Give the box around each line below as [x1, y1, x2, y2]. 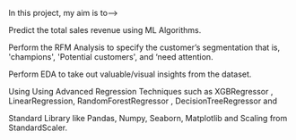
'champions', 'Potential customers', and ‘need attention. [8, 52, 213, 62]
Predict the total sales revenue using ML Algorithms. [8, 25, 202, 35]
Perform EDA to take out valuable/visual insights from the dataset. [8, 69, 252, 79]
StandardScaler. [8, 122, 68, 133]
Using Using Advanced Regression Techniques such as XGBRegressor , [8, 86, 274, 96]
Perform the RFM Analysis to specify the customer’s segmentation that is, [8, 42, 280, 53]
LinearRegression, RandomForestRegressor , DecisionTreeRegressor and [8, 95, 278, 106]
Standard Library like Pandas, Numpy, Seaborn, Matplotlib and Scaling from [8, 113, 288, 123]
